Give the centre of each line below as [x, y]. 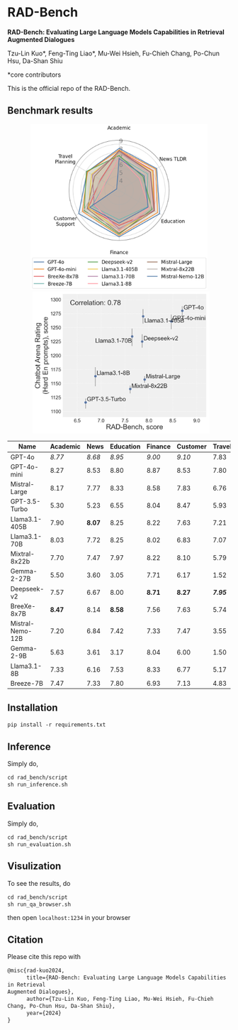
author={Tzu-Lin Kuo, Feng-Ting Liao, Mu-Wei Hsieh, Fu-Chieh [120, 999]
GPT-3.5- [25, 502]
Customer [192, 446]
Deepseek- [27, 588]
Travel [222, 446]
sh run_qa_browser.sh [39, 904]
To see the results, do [39, 883]
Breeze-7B [27, 683]
